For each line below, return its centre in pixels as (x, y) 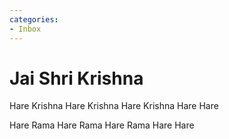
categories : (34, 19)
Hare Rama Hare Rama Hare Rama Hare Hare (102, 125)
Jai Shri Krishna (76, 78)
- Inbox (25, 29)
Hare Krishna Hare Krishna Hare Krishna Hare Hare (114, 106)
